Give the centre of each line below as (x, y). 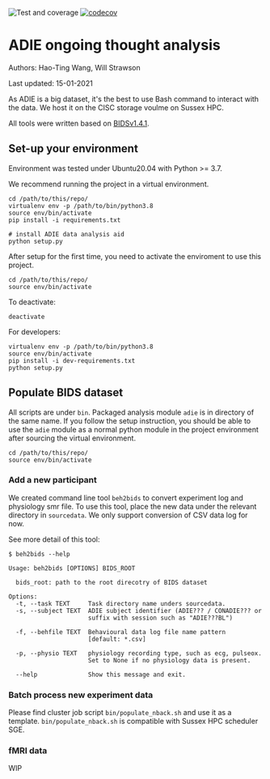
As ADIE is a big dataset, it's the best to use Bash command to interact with (134, 99)
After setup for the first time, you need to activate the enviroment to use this (135, 256)
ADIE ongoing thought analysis (114, 45)
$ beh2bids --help (39, 554)
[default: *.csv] (117, 639)
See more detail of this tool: (54, 539)
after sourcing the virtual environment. (72, 438)
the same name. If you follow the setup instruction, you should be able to (130, 420)
